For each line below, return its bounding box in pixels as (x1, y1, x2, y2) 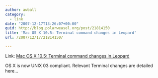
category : (5, 12, 26, 17)
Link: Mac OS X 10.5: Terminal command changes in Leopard (5, 53, 130, 59)
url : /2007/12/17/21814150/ (5, 35, 64, 40)
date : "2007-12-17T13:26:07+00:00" (5, 21, 79, 26)
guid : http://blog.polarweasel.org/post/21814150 (5, 26, 110, 31)
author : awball (5, 7, 37, 12)
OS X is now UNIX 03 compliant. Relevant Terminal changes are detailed (5, 63, 153, 69)
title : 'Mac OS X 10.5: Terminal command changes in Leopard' (5, 30, 137, 35)
